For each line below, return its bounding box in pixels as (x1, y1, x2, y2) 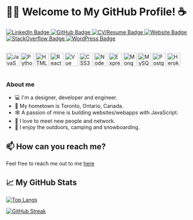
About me (6, 80, 35, 89)
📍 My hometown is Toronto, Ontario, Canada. (14, 103, 124, 110)
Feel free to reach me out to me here (6, 160, 95, 167)
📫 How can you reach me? (6, 141, 106, 151)
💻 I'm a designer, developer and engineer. (14, 94, 117, 101)
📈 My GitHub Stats (6, 178, 77, 188)
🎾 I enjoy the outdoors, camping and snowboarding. (14, 124, 140, 131)
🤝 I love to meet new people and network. (14, 117, 116, 124)
